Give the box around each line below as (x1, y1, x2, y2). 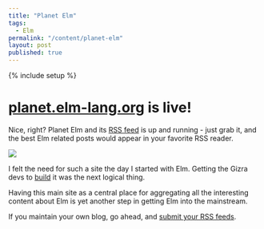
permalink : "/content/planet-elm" (8, 34, 124, 42)
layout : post (8, 41, 52, 49)
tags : (8, 19, 26, 27)
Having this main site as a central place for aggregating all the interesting (8, 188, 250, 197)
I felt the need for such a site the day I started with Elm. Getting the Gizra (8, 164, 248, 173)
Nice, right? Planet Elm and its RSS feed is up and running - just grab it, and (8, 124, 258, 134)
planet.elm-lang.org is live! (8, 99, 192, 116)
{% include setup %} (8, 71, 78, 80)
